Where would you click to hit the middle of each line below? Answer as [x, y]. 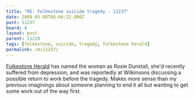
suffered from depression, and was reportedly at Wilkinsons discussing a [94, 72]
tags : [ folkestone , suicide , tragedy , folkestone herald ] [78, 44]
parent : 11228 [23, 39]
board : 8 [17, 28]
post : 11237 [20, 22]
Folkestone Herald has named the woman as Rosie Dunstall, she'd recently [96, 66]
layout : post [22, 33]
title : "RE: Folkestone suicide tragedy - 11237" [68, 11]
